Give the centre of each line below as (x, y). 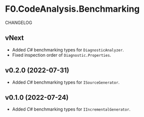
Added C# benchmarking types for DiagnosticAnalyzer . (68, 49)
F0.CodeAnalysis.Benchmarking (72, 9)
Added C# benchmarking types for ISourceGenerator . (66, 82)
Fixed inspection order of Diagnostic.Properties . (62, 55)
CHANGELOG (19, 23)
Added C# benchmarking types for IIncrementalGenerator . (71, 109)
